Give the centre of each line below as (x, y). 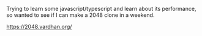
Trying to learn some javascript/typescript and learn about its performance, (101, 9)
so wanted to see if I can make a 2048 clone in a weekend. (80, 15)
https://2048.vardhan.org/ (39, 27)
